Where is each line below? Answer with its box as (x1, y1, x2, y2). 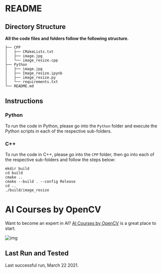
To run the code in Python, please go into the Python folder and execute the (5, 123, 158, 129)
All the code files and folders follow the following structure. (5, 35, 129, 41)
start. (5, 225, 16, 231)
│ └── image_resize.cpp (5, 58, 58, 63)
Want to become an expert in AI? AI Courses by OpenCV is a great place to (5, 220, 157, 226)
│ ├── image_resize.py (5, 75, 56, 80)
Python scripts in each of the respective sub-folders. (5, 128, 112, 134)
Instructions (5, 97, 43, 106)
